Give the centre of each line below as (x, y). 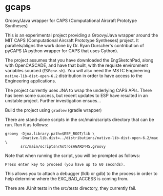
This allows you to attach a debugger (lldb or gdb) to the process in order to (81, 173)
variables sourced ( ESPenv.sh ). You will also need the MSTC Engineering (78, 70)
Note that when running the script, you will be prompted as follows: (72, 156)
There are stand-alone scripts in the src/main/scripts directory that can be (80, 119)
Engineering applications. (31, 81)
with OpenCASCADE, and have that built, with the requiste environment (77, 65)
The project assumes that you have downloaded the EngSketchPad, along (79, 60)
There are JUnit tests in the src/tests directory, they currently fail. (71, 188)
